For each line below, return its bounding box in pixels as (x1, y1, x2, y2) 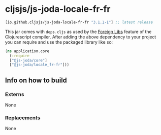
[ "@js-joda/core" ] (9, 58, 48, 63)
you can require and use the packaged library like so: (5, 39, 113, 45)
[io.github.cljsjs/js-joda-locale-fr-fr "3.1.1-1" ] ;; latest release (5, 20, 153, 25)
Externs (5, 91, 25, 98)
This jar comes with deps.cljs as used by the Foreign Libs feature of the (5, 29, 152, 34)
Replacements (5, 114, 40, 121)
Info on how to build (5, 76, 67, 84)
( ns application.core (5, 48, 50, 54)
